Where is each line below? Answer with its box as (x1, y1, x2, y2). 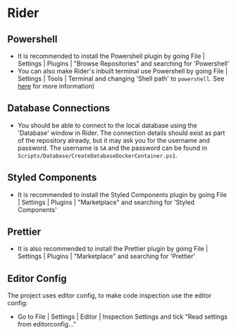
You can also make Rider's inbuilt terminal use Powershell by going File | (17, 67, 228, 75)
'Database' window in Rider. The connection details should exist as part (17, 129, 225, 137)
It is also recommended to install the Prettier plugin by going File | (17, 245, 209, 253)
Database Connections (7, 102, 111, 114)
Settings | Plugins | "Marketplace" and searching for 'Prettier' (17, 252, 196, 261)
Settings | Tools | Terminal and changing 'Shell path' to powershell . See (17, 74, 225, 83)
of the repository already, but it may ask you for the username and (17, 136, 210, 144)
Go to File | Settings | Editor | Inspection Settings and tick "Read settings (17, 312, 228, 321)
